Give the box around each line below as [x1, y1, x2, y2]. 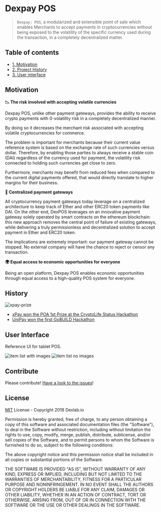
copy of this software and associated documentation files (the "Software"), [5, 421, 155, 427]
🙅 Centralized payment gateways [5, 189, 73, 195]
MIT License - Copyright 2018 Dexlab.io [5, 407, 84, 413]
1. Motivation [12, 61, 38, 67]
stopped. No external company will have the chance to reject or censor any [5, 244, 155, 250]
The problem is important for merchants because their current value [5, 139, 141, 145]
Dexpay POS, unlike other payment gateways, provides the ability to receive [5, 110, 156, 116]
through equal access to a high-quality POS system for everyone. [5, 275, 135, 281]
